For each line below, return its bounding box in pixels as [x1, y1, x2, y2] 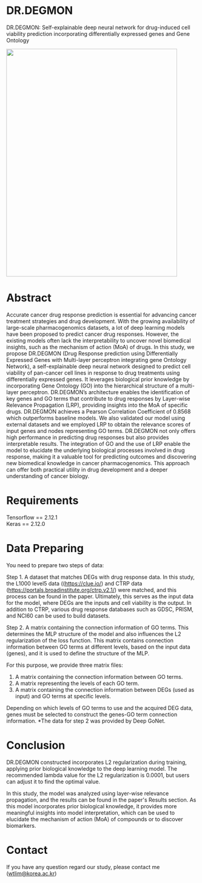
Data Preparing [6, 542, 84, 555]
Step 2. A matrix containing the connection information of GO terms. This [6, 624, 189, 631]
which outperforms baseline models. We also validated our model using [6, 414, 186, 421]
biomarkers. [6, 822, 36, 829]
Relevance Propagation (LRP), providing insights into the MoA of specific [6, 401, 188, 409]
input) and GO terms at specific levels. [15, 692, 111, 700]
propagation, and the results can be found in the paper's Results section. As [6, 796, 197, 803]
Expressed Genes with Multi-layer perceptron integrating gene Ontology [6, 356, 187, 363]
